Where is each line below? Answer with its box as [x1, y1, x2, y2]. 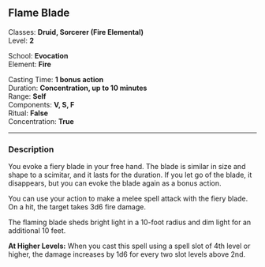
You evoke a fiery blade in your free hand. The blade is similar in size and [8, 162, 246, 171]
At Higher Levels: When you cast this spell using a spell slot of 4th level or [8, 241, 251, 251]
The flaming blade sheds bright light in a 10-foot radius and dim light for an [8, 217, 252, 228]
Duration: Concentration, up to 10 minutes [8, 83, 147, 92]
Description [8, 144, 54, 155]
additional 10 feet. [8, 226, 66, 235]
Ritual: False [8, 108, 49, 118]
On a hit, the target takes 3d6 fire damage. [8, 202, 146, 212]
